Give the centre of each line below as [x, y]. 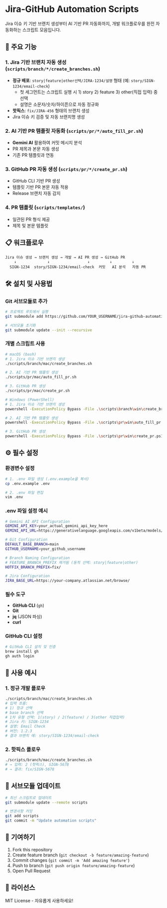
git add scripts [22, 816]
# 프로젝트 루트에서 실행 [27, 312]
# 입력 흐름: [17, 703]
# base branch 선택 [24, 713]
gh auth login [20, 656]
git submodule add [24, 316]
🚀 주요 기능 [21, 47]
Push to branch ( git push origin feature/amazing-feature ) [74, 865]
